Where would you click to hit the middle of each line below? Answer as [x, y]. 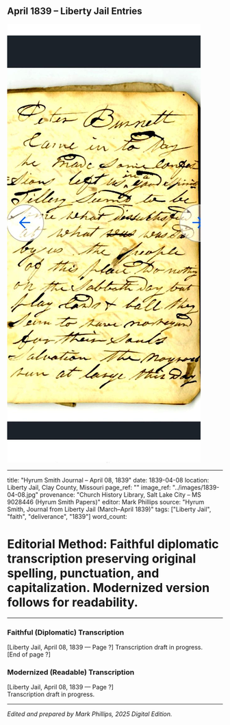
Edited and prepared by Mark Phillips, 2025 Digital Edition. [90, 714]
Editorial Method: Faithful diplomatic [113, 544]
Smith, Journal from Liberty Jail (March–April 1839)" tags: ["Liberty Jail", [109, 509]
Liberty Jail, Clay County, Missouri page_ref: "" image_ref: [89, 487]
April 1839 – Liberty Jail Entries [75, 11]
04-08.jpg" [23, 494]
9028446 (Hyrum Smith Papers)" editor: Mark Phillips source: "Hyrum [106, 502]
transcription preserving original [102, 558]
